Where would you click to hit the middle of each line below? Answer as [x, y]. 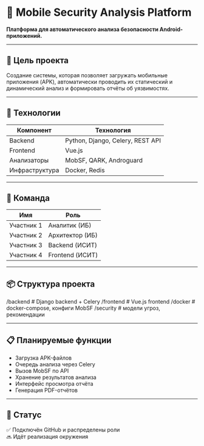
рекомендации [25, 315]
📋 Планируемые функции [59, 340]
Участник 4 [26, 255]
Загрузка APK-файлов [43, 358]
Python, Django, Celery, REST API [113, 141]
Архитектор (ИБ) [73, 235]
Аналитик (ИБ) [70, 226]
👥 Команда [28, 198]
